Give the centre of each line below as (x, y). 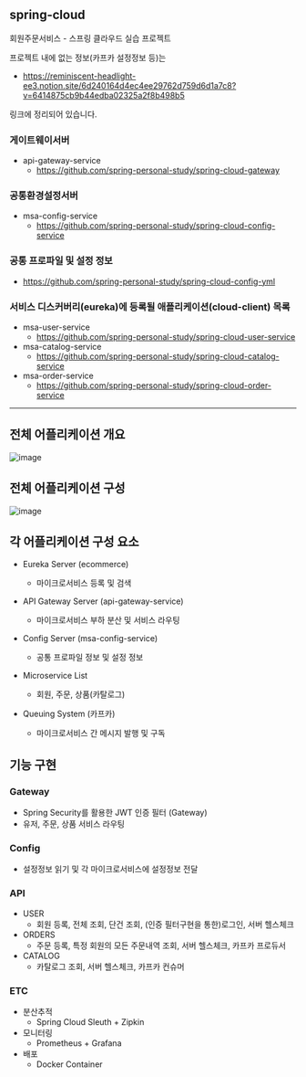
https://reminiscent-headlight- (79, 76)
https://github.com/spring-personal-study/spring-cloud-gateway (158, 170)
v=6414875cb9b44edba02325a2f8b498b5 (103, 95)
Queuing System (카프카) (69, 714)
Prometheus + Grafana (79, 1043)
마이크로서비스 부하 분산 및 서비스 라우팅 (108, 620)
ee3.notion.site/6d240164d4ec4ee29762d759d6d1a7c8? (129, 85)
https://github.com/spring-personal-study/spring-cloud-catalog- (158, 356)
